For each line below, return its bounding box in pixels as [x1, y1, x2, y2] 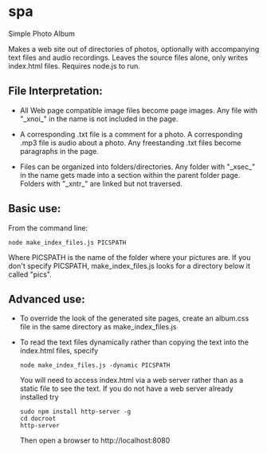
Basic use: [8, 202, 61, 215]
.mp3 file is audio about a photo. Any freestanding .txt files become [19, 138, 241, 148]
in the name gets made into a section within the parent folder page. [19, 170, 241, 179]
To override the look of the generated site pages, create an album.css [19, 313, 249, 323]
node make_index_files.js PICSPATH [8, 238, 127, 246]
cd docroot [19, 415, 57, 423]
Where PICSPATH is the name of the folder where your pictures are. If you [8, 252, 251, 262]
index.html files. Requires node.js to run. [8, 61, 141, 70]
